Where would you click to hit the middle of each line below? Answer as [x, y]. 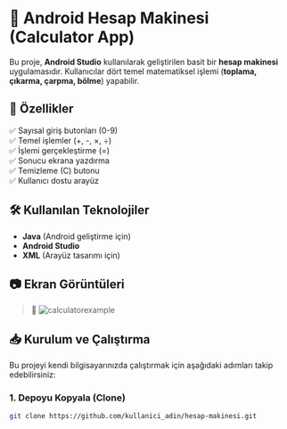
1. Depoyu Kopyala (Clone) [68, 398]
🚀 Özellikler [41, 109]
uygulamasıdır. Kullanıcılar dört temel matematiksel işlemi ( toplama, [133, 71]
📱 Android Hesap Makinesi [109, 18]
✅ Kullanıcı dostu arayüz [54, 180]
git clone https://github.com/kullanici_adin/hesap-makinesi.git [133, 417]
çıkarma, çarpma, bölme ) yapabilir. [74, 80]
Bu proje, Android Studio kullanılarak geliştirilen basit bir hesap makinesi [144, 62]
